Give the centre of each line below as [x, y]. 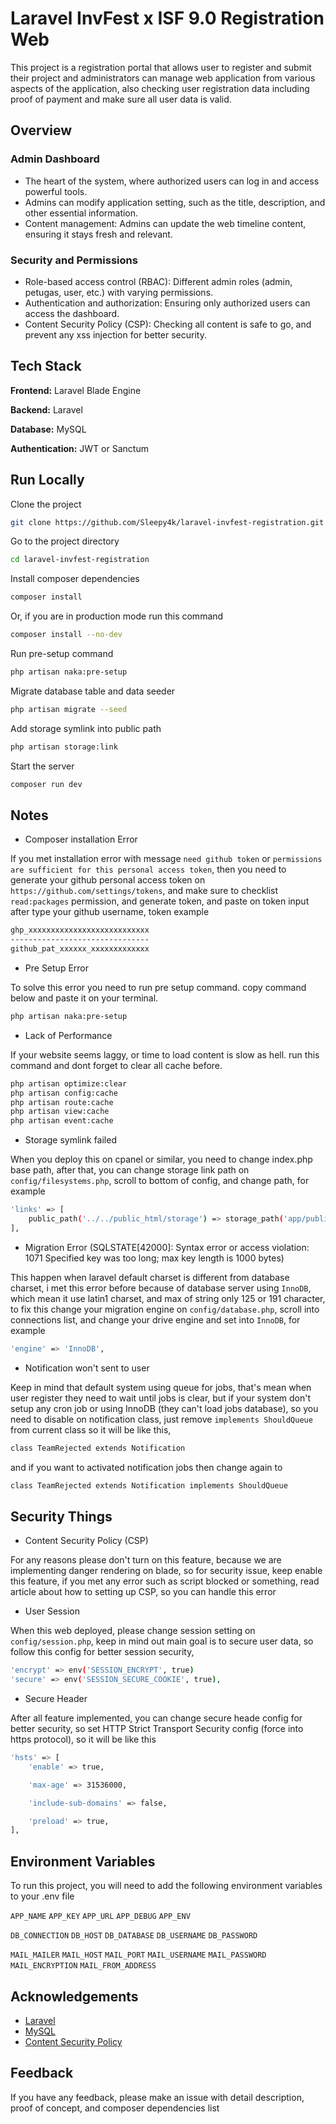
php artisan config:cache [64, 1093]
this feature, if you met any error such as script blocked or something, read [165, 1581]
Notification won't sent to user [87, 1368]
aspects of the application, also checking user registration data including [160, 88]
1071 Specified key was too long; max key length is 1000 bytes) [154, 1258]
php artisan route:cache [62, 1102]
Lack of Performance [68, 1035]
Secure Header [56, 1699]
